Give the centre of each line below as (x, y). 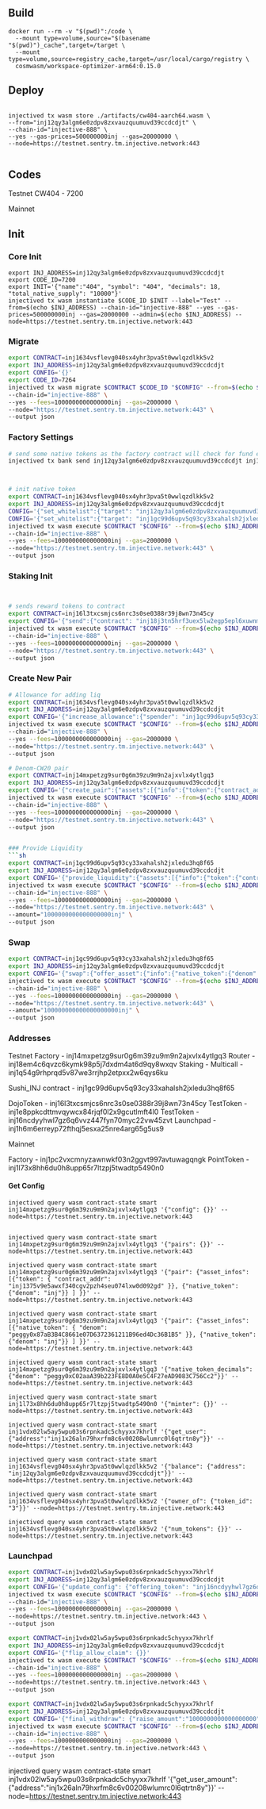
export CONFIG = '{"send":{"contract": (70, 621)
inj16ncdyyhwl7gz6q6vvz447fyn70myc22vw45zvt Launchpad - (112, 1120)
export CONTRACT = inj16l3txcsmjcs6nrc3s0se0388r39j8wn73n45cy (111, 614)
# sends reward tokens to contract (67, 606)
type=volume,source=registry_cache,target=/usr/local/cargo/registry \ (129, 59)
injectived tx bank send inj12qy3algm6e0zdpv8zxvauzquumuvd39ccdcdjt (125, 461)
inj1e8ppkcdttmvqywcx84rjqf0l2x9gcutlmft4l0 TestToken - (104, 1112)
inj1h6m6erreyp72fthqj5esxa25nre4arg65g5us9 (86, 1128)
